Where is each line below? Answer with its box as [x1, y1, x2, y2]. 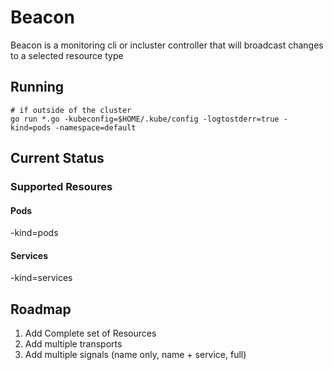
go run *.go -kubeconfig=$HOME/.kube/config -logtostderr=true [10, 114, 280, 124]
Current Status [10, 150, 105, 167]
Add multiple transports [24, 338, 123, 350]
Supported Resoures [10, 180, 113, 194]
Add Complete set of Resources [24, 327, 157, 340]
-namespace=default [54, 122, 137, 133]
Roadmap [10, 301, 72, 318]
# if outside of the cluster [10, 105, 132, 115]
